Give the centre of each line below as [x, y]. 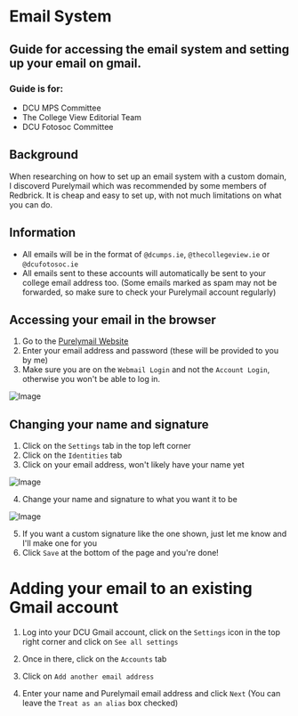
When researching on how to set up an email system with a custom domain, [148, 176]
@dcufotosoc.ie [50, 264]
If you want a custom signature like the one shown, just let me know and [154, 534]
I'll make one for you [60, 543]
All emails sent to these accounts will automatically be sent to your [144, 273]
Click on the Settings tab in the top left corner [106, 446]
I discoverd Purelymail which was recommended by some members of [138, 185]
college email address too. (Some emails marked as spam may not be [149, 282]
